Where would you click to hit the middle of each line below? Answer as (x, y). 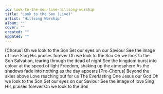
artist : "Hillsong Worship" (34, 18)
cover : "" (15, 28)
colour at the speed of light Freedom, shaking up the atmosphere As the (77, 65)
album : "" (15, 23)
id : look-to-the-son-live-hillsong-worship (50, 9)
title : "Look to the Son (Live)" (39, 14)
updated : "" (17, 37)
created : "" (17, 32)
